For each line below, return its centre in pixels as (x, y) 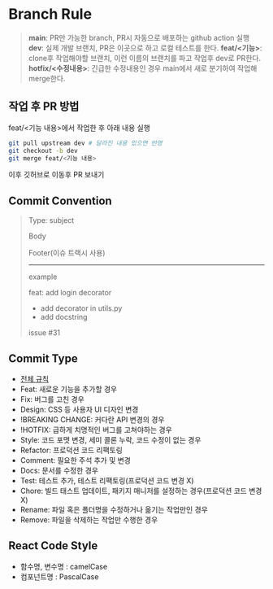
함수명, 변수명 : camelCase (64, 566)
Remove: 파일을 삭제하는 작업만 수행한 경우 (89, 520)
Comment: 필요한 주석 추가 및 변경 (76, 460)
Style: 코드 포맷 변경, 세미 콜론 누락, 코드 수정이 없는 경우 (110, 440)
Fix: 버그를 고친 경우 (52, 399)
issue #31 (44, 333)
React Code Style (53, 546)
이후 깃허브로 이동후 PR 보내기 (56, 175)
